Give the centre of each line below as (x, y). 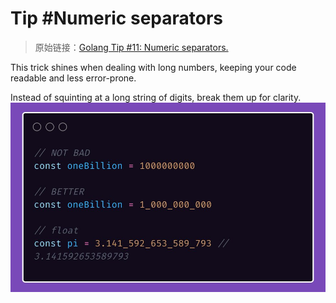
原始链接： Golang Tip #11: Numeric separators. (131, 47)
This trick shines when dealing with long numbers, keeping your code (153, 67)
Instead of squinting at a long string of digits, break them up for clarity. (156, 97)
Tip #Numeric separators (117, 18)
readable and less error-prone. (73, 78)
